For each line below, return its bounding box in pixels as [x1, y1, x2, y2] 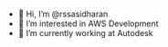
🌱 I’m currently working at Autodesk [17, 28, 153, 38]
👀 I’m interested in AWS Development [17, 18, 159, 29]
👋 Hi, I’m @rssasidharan [17, 9, 109, 19]
